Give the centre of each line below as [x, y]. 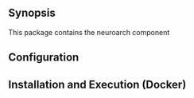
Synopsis [32, 13]
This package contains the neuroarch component [89, 32]
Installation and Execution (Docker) [97, 84]
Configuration [44, 58]
